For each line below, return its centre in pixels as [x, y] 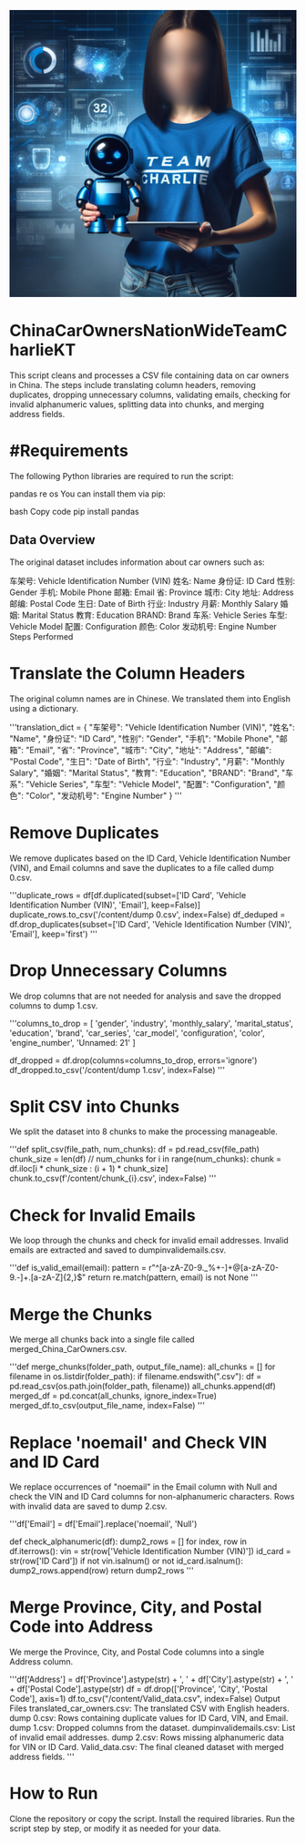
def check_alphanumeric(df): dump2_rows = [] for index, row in [128, 1541]
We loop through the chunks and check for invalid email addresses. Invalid [149, 1241]
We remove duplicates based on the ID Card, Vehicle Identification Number [150, 858]
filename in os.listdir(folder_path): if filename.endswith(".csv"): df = [136, 1377]
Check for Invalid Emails [102, 1215]
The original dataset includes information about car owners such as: [138, 562]
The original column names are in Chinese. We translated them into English [150, 699]
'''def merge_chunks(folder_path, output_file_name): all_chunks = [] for [143, 1367]
